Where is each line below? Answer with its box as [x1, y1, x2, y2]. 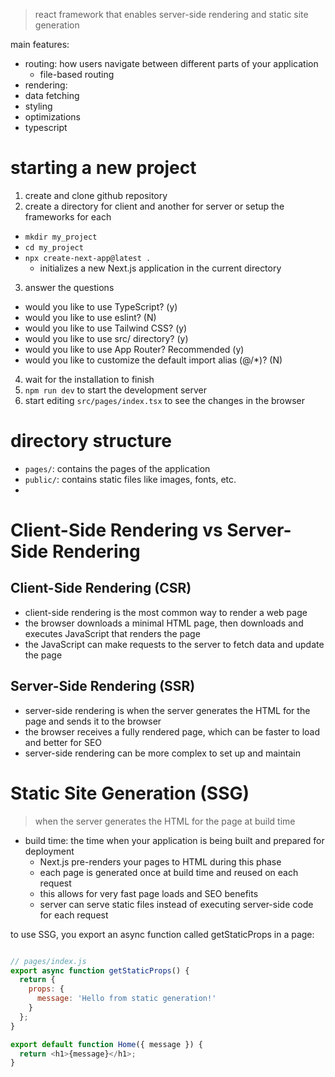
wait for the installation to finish [24, 373, 155, 385]
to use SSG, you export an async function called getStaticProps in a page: [10, 928, 315, 940]
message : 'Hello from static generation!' [36, 994, 217, 1004]
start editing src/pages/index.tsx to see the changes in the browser [24, 394, 306, 406]
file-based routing [39, 69, 115, 80]
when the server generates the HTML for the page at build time [34, 815, 296, 827]
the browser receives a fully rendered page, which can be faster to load [24, 725, 321, 738]
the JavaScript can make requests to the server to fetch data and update [24, 638, 325, 650]
